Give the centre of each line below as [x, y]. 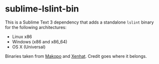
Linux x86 [22, 37]
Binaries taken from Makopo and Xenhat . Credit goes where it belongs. [76, 56]
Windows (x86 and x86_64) [40, 41]
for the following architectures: [36, 27]
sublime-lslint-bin [42, 9]
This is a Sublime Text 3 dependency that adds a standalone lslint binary [79, 22]
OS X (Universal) [29, 47]
